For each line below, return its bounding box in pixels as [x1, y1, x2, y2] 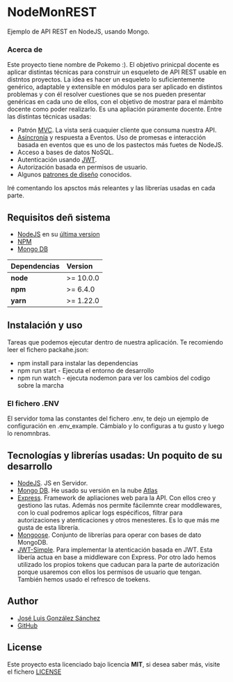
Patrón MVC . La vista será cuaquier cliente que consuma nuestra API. [17, 126, 217, 135]
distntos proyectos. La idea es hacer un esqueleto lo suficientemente [7, 75, 205, 84]
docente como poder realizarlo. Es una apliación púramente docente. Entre [7, 105, 223, 114]
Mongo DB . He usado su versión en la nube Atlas [17, 486, 158, 494]
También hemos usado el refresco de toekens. [17, 575, 151, 583]
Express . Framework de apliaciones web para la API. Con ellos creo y [17, 493, 216, 502]
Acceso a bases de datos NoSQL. [17, 148, 114, 157]
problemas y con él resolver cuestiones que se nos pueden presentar [7, 90, 207, 98]
